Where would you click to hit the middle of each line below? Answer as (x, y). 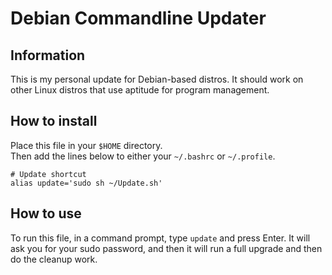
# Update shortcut (48, 174)
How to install (54, 121)
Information (48, 55)
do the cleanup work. (54, 259)
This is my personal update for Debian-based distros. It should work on (157, 79)
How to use (46, 213)
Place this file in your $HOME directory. (86, 145)
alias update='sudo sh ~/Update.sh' (86, 183)
